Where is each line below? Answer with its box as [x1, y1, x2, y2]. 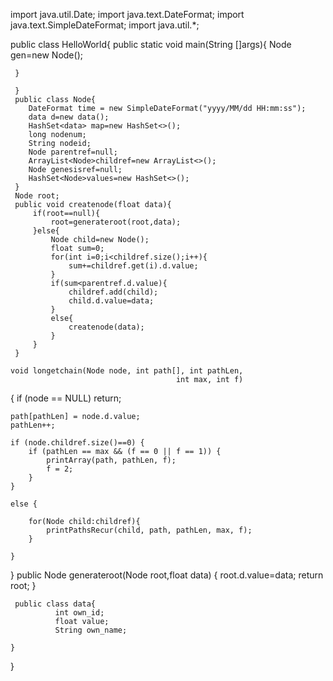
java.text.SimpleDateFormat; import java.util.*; [10, 19, 200, 31]
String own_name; [54, 625, 128, 635]
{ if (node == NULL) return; [10, 392, 122, 404]
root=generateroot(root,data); [50, 217, 182, 227]
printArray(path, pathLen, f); [46, 455, 177, 465]
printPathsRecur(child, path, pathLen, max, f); [46, 525, 253, 535]
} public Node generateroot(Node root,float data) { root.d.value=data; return [10, 569, 324, 581]
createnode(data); [68, 322, 145, 332]
